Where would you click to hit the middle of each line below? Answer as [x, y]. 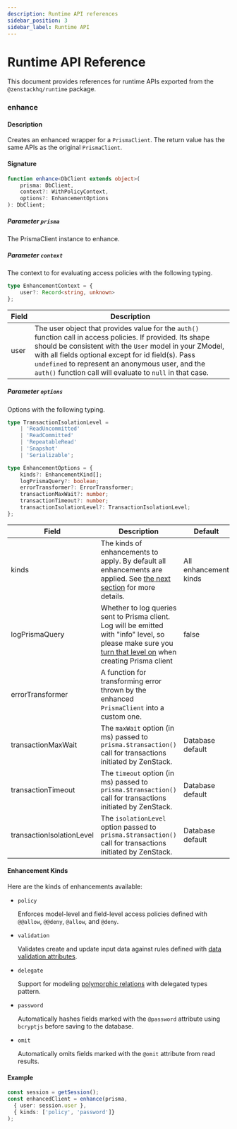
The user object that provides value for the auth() [117, 328]
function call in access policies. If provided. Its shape [122, 337]
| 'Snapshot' [39, 449]
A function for [123, 672]
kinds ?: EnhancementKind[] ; [61, 475]
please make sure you [137, 643]
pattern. [29, 991]
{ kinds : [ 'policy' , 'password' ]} [64, 1112]
